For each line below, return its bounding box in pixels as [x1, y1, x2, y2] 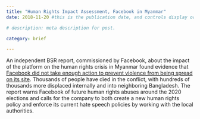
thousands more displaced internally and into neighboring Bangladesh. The [6, 82, 190, 89]
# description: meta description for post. [6, 25, 116, 31]
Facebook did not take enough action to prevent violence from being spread [6, 69, 193, 77]
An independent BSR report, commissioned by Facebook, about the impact [6, 57, 190, 64]
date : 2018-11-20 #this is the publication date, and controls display [6, 14, 187, 20]
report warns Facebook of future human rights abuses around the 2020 [6, 88, 182, 95]
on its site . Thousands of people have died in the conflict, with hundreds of [6, 76, 190, 83]
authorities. [6, 107, 34, 114]
